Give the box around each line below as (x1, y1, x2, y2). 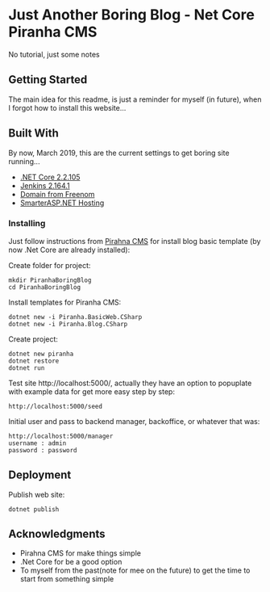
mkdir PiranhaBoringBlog (8, 276, 92, 284)
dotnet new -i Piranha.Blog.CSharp (8, 320, 128, 328)
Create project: (8, 334, 59, 344)
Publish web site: (8, 489, 65, 499)
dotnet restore (8, 357, 60, 365)
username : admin (8, 439, 67, 447)
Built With (8, 127, 59, 141)
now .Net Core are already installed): (8, 245, 131, 254)
